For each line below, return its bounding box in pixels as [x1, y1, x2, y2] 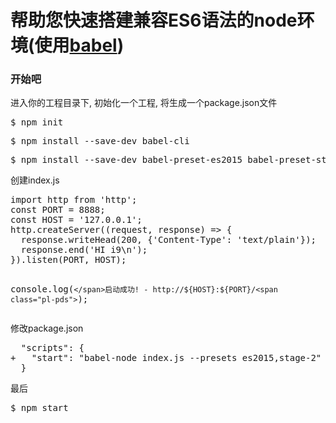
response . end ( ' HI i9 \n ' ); [20, 244, 148, 256]
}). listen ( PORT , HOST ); [10, 254, 127, 266]
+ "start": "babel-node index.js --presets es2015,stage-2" [10, 352, 322, 364]
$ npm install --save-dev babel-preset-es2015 [10, 154, 243, 166]
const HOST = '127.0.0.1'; [10, 214, 143, 226]
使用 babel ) [34, 34, 125, 57]
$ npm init [10, 117, 64, 128]
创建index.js [10, 174, 60, 186]
